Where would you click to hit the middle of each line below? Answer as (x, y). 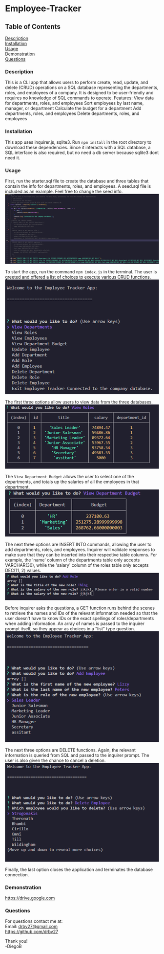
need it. (13, 157)
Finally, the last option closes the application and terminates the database (79, 869)
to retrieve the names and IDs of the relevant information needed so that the (81, 613)
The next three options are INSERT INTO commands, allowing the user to (78, 544)
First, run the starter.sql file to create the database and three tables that (77, 181)
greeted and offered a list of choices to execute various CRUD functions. (78, 277)
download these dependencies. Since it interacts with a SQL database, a (78, 147)
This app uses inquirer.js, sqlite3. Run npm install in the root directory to (78, 142)
